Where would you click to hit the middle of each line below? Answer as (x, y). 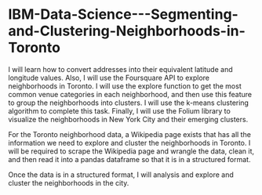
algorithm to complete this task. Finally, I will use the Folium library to (120, 110)
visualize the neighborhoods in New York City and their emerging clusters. (128, 119)
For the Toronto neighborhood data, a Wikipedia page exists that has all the (129, 134)
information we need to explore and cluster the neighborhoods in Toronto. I (129, 143)
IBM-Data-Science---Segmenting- (124, 14)
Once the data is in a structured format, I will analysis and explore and (121, 175)
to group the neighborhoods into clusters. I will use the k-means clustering (129, 103)
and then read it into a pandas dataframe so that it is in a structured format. (129, 159)
